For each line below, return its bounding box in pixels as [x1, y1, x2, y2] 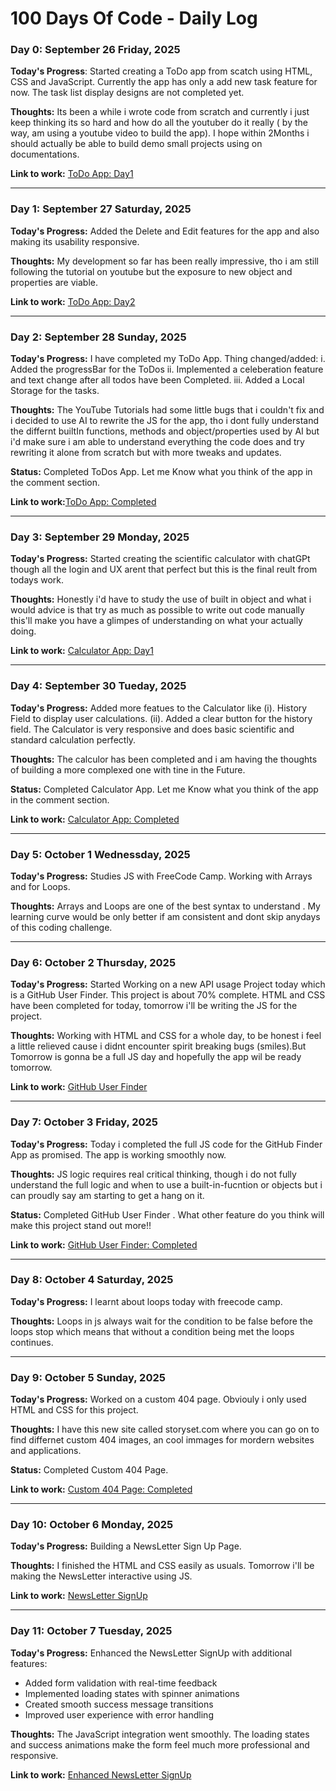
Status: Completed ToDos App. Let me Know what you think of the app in [10, 466, 313, 478]
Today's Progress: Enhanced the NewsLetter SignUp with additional [10, 1647, 293, 1659]
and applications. [10, 1445, 82, 1457]
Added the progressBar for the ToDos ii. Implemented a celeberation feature [10, 363, 324, 376]
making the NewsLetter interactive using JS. [10, 1570, 193, 1582]
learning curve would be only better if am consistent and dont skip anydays [10, 910, 321, 922]
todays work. [10, 574, 65, 586]
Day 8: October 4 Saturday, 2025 [10, 1273, 174, 1287]
